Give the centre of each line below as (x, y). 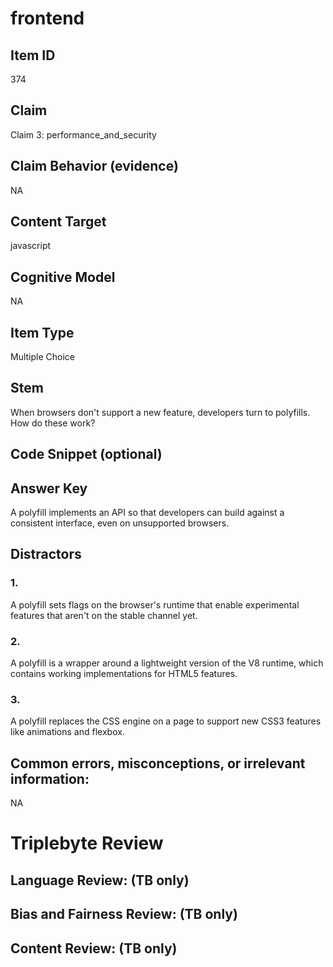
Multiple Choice (43, 357)
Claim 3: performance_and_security (83, 134)
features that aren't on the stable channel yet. (104, 615)
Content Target (58, 222)
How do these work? (53, 423)
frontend (47, 18)
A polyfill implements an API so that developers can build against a (147, 513)
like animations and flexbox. (67, 732)
